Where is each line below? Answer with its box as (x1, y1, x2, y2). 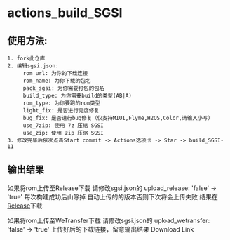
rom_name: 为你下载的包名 (22, 77, 91, 84)
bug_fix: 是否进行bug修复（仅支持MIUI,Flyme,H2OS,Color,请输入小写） (22, 114, 214, 121)
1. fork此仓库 (7, 55, 46, 62)
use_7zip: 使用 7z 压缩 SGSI (22, 122, 104, 129)
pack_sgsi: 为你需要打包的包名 (22, 85, 105, 92)
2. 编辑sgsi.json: (7, 62, 59, 69)
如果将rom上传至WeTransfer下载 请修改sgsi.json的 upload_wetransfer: (7, 216, 210, 225)
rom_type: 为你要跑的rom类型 (22, 100, 101, 107)
